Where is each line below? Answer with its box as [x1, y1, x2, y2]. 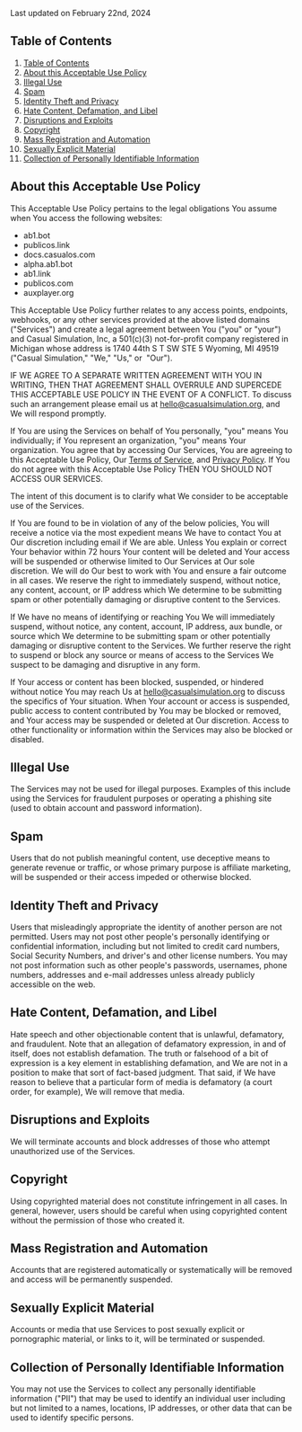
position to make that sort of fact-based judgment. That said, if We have [10, 1067, 276, 1078]
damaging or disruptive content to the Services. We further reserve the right [10, 640, 291, 651]
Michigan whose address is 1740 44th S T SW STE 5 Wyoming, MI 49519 [10, 342, 280, 353]
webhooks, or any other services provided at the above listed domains [10, 314, 271, 325]
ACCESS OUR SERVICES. [10, 473, 104, 484]
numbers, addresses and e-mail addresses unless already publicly [10, 970, 255, 981]
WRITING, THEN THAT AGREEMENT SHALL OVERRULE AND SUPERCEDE [10, 379, 282, 390]
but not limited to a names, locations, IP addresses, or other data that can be [10, 1402, 292, 1413]
